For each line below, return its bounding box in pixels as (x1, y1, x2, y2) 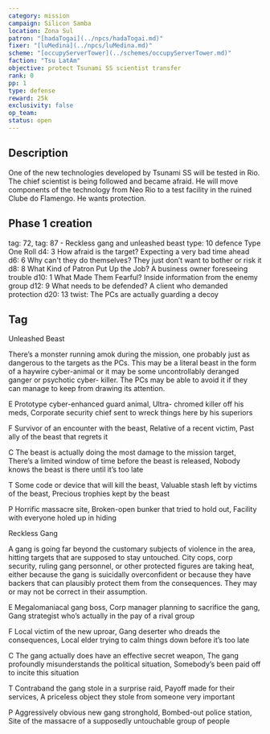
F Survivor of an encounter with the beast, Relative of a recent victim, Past (8, 423, 255, 433)
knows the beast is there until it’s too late (8, 464, 144, 475)
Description (8, 146, 68, 160)
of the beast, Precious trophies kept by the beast (8, 489, 170, 499)
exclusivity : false (8, 101, 74, 109)
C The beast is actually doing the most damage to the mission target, (8, 447, 237, 457)
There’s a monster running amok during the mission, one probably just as (8, 349, 251, 359)
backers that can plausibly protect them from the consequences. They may (8, 579, 257, 588)
